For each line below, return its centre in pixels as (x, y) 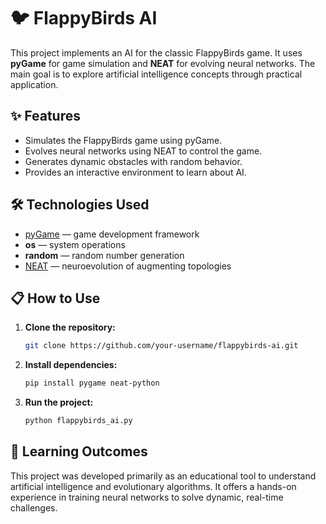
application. (34, 84)
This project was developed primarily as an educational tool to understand (163, 476)
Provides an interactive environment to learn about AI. (135, 172)
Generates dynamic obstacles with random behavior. (133, 161)
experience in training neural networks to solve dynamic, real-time (147, 497)
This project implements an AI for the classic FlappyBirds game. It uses (156, 52)
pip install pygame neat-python (92, 383)
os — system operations (75, 244)
